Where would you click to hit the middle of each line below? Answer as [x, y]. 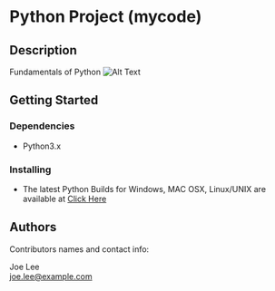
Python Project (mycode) [106, 17]
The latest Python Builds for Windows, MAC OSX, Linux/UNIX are [144, 189]
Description [43, 50]
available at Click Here [64, 199]
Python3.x [42, 146]
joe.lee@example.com [51, 276]
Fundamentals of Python [55, 72]
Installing [30, 170]
